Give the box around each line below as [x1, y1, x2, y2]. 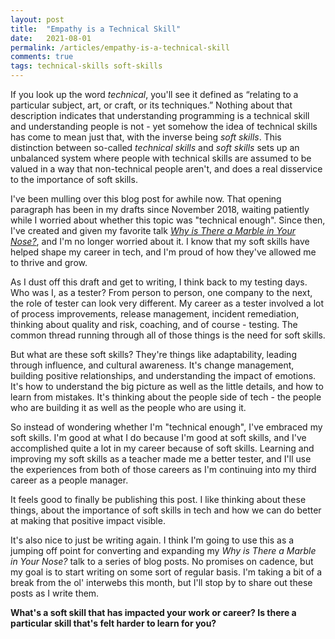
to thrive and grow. [10, 257, 88, 268]
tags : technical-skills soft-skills [10, 61, 163, 71]
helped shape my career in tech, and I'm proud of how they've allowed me [10, 246, 317, 258]
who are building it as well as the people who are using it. [10, 402, 247, 413]
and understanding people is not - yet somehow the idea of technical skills [10, 121, 318, 132]
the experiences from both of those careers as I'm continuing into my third [10, 464, 317, 475]
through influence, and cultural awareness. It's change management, [10, 359, 295, 371]
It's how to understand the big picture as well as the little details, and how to [10, 381, 324, 392]
